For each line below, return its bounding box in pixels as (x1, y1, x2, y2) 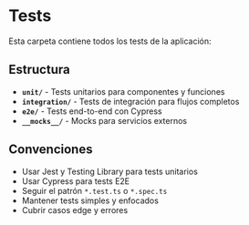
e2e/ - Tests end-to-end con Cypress (21, 106, 162, 117)
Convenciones (8, 142, 93, 158)
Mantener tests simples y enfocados (21, 195, 159, 206)
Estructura (8, 62, 70, 77)
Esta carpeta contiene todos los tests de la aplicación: (8, 36, 212, 46)
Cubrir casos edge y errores (21, 204, 129, 215)
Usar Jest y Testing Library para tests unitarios (21, 166, 198, 177)
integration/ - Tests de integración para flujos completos (21, 96, 240, 107)
